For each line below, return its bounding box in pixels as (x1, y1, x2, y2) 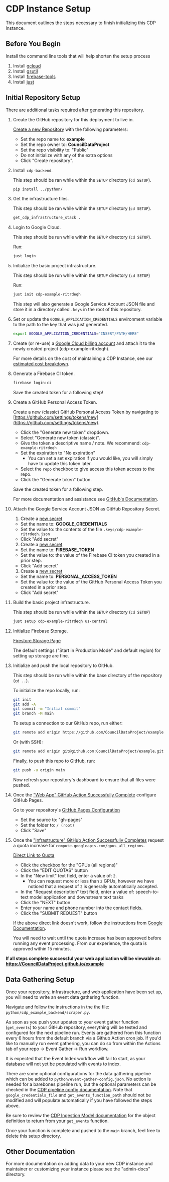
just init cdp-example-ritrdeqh (13, 292, 81, 297)
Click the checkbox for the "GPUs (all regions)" (20, 862, 118, 868)
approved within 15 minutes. (13, 945, 71, 951)
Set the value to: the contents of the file (20, 526, 102, 532)
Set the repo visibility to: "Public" (20, 146, 89, 153)
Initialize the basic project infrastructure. (13, 263, 97, 269)
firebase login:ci (13, 380, 52, 385)
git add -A (13, 702, 36, 707)
